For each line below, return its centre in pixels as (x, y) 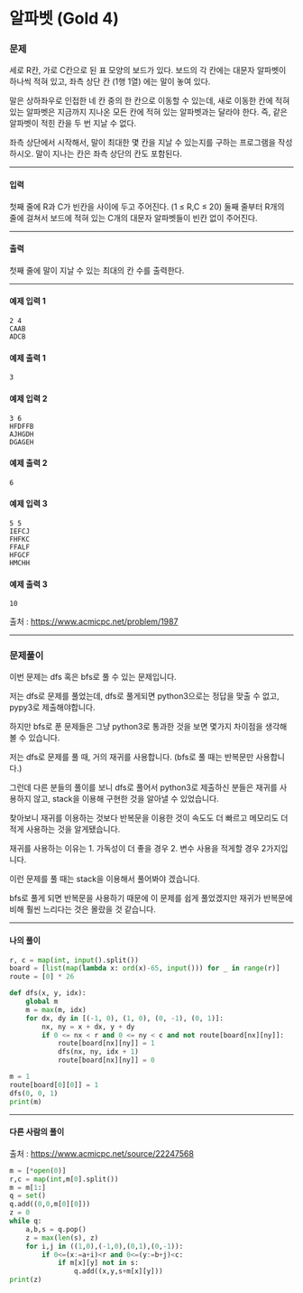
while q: (26, 1221)
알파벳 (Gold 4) (64, 19)
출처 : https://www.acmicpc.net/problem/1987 (94, 622)
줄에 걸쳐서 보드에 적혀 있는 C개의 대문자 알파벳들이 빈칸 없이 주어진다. (134, 218)
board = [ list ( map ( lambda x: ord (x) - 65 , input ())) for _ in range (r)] (145, 968)
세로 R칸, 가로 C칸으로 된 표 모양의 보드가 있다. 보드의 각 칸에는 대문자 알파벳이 (148, 70)
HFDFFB (22, 426)
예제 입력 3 (28, 504)
